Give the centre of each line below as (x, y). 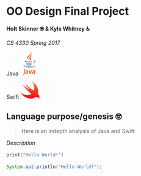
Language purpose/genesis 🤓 (64, 116)
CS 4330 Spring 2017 (33, 43)
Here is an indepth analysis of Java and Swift (78, 131)
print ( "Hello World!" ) (35, 155)
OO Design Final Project (68, 11)
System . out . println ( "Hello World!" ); (54, 167)
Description (21, 143)
